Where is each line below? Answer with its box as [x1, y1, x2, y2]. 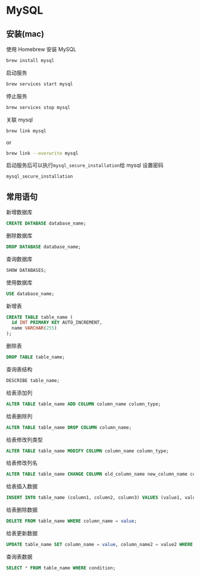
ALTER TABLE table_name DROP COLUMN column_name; [6, 424, 132, 430]
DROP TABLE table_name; [6, 354, 65, 361]
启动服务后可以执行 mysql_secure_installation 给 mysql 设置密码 [6, 162, 164, 169]
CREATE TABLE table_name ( [6, 314, 73, 320]
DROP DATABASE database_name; [6, 244, 82, 250]
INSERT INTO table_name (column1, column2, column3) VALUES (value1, [6, 495, 183, 501]
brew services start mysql [6, 81, 73, 87]
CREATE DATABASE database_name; [6, 221, 86, 227]
